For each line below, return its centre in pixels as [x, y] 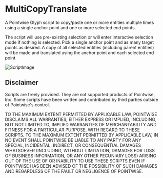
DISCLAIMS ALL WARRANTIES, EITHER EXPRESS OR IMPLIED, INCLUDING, [81, 119]
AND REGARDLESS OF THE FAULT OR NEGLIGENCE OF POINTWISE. [74, 171]
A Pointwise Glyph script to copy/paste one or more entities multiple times [80, 22]
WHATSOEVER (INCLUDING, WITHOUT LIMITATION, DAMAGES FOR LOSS [80, 150]
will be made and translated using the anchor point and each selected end [80, 53]
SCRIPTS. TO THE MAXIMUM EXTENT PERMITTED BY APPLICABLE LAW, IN [82, 135]
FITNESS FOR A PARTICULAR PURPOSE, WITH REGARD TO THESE [72, 130]
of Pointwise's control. [28, 105]
